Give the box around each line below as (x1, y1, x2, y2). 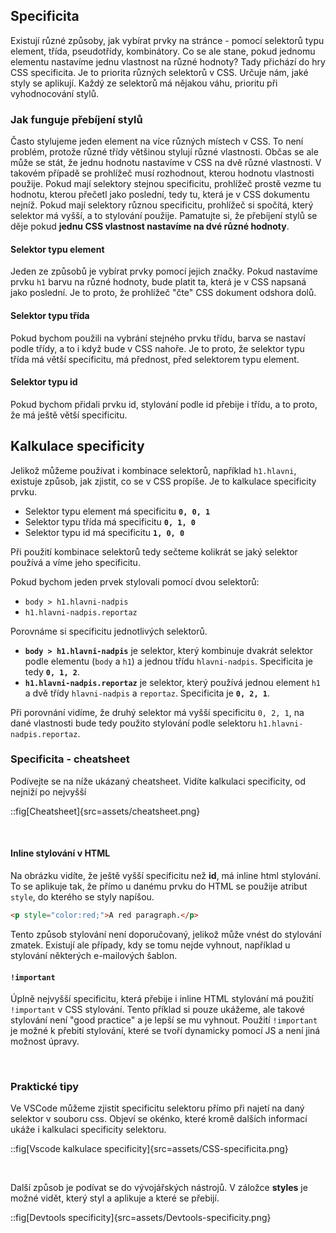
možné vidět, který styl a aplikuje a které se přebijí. (10, 1192, 220, 1204)
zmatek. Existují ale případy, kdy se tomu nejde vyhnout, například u (10, 939, 291, 951)
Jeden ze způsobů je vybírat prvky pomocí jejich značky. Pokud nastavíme (10, 265, 318, 278)
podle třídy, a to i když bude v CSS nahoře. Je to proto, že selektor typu (10, 342, 305, 354)
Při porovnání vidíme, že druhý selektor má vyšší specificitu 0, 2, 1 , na (10, 706, 305, 718)
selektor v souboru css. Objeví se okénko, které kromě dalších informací (10, 1113, 308, 1125)
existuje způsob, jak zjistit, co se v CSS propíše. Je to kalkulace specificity (10, 475, 317, 487)
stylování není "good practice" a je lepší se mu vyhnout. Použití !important (10, 1014, 318, 1026)
